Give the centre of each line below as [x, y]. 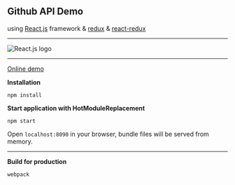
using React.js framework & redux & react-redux [77, 28]
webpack [19, 174]
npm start [22, 121]
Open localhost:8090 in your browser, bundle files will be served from [108, 134]
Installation [24, 82]
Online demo [26, 69]
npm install [24, 95]
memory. [20, 141]
